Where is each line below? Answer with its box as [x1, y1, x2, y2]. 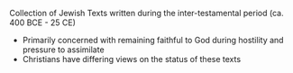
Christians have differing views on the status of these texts [22, 54, 242, 64]
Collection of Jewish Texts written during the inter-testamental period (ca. [9, 8, 284, 18]
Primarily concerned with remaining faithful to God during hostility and [22, 35, 284, 45]
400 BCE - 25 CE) [9, 17, 77, 28]
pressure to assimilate [22, 44, 105, 55]
